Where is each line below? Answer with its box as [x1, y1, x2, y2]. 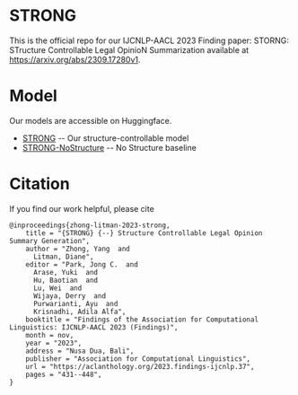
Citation [9, 174, 70, 194]
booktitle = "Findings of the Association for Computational [25, 315, 259, 324]
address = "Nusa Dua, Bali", [25, 347, 135, 355]
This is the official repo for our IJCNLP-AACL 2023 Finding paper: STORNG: [9, 35, 290, 46]
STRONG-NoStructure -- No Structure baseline [22, 142, 197, 153]
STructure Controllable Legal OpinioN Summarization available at [9, 44, 250, 55]
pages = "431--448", [25, 370, 102, 379]
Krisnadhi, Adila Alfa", [32, 307, 127, 316]
